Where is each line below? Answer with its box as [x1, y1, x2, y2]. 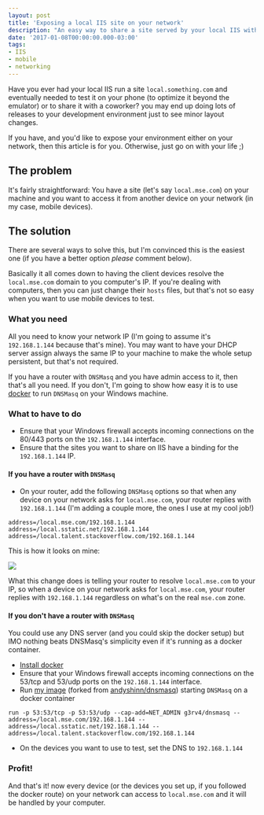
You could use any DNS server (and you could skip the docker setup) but [8, 629, 245, 638]
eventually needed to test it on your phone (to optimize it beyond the [8, 92, 230, 102]
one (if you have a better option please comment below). [8, 253, 192, 264]
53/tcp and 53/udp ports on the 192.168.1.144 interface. [19, 677, 203, 687]
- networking [8, 63, 51, 71]
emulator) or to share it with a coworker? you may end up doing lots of [8, 101, 236, 110]
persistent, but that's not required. [8, 356, 119, 366]
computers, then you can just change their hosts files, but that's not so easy [8, 286, 255, 295]
